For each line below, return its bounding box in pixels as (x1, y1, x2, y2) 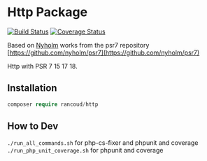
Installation (7, 82, 57, 94)
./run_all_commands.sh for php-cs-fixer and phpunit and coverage (7, 139, 199, 147)
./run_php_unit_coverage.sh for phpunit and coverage (7, 146, 164, 155)
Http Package (7, 4, 88, 20)
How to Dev (7, 120, 59, 132)
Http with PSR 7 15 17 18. (7, 62, 78, 70)
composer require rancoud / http (7, 101, 99, 108)
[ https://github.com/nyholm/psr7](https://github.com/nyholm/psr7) (7, 48, 200, 57)
